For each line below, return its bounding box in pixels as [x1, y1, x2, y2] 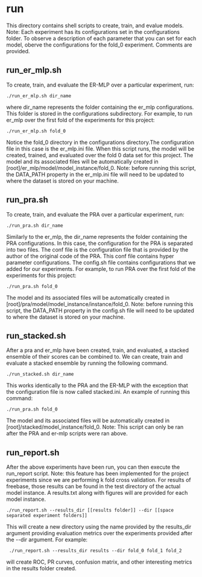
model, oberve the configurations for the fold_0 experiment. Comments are [6, 41, 192, 48]
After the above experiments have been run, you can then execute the [6, 463, 180, 471]
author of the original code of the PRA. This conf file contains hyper [6, 252, 174, 259]
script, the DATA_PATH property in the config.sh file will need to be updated [6, 307, 195, 314]
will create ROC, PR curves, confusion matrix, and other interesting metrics [6, 558, 192, 566]
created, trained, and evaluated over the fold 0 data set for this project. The [6, 151, 194, 158]
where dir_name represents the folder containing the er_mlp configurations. [6, 103, 194, 111]
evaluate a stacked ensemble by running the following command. [6, 359, 168, 367]
